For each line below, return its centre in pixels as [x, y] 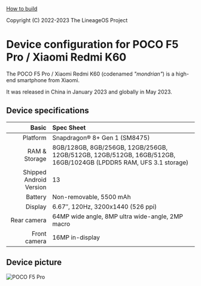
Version [36, 187]
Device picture [34, 262]
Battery [36, 197]
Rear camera [28, 220]
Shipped [35, 172]
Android [35, 179]
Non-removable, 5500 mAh [92, 197]
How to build [22, 9]
